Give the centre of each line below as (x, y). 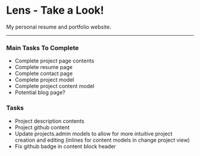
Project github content (42, 127)
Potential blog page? (40, 92)
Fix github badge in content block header (65, 146)
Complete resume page (43, 67)
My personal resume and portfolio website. (59, 27)
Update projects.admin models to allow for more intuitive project (93, 133)
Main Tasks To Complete (43, 48)
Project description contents (49, 121)
